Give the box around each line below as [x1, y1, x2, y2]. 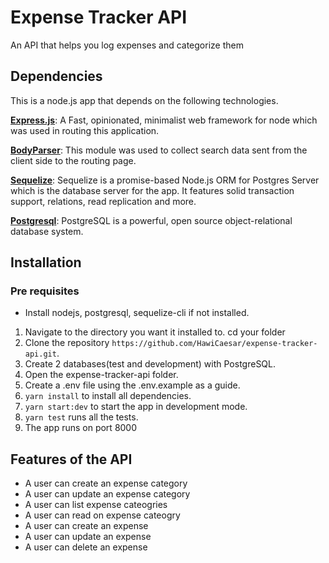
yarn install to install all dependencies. [24, 390, 192, 402]
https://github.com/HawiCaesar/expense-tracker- [111, 339, 318, 349]
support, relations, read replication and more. [10, 195, 197, 207]
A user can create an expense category [24, 477, 188, 490]
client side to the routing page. [10, 154, 137, 166]
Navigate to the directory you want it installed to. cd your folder [24, 326, 286, 338]
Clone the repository [24, 337, 110, 349]
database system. [10, 225, 84, 237]
